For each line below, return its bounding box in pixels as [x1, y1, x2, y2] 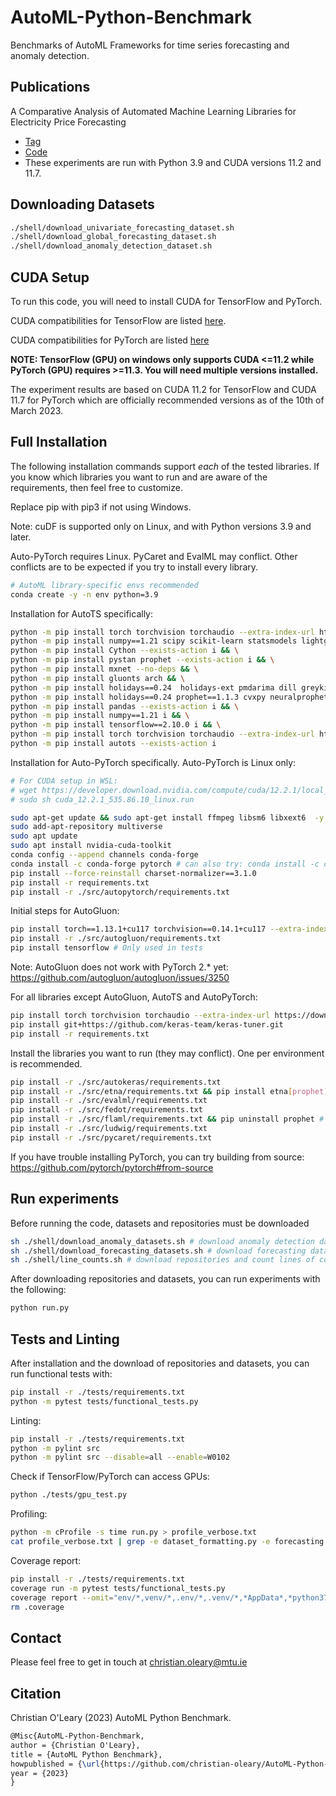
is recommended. [10, 1057, 83, 1070]
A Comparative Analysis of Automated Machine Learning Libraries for [10, 105, 297, 117]
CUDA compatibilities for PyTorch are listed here [10, 334, 210, 346]
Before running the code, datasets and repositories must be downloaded [10, 1217, 310, 1229]
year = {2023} [10, 1768, 70, 1778]
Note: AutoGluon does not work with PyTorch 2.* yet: [10, 961, 229, 973]
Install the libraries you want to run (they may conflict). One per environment [10, 1047, 325, 1059]
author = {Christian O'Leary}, [10, 1740, 141, 1750]
